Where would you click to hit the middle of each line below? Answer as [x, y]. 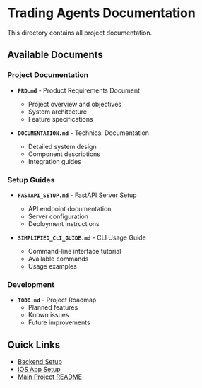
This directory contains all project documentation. [80, 33]
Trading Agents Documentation [101, 13]
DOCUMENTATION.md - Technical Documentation [83, 133]
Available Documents [55, 55]
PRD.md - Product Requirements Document [78, 90]
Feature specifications [60, 119]
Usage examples [53, 266]
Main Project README [50, 377]
